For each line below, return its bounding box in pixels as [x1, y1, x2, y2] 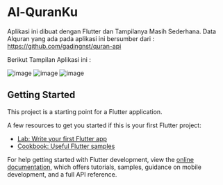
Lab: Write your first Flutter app [17, 134, 108, 143]
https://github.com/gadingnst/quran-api [7, 42, 122, 50]
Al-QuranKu [7, 4, 79, 20]
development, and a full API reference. [7, 170, 117, 178]
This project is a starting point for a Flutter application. [7, 107, 163, 115]
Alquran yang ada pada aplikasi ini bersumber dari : [7, 34, 155, 42]
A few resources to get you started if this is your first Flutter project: [7, 121, 201, 129]
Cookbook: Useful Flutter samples [17, 142, 115, 150]
